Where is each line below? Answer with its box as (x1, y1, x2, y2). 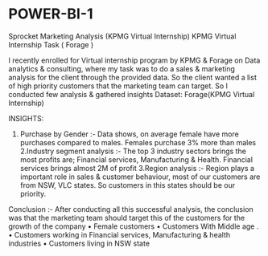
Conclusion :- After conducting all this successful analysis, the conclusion (8, 204, 254, 213)
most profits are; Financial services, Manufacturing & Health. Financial (19, 154, 254, 165)
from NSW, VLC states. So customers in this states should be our (19, 180, 236, 189)
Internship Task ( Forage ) (8, 39, 94, 49)
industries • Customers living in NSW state (8, 238, 150, 248)
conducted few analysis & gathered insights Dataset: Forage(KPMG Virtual (8, 89, 255, 99)
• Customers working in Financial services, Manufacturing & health (8, 230, 231, 239)
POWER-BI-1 (8, 5, 94, 23)
